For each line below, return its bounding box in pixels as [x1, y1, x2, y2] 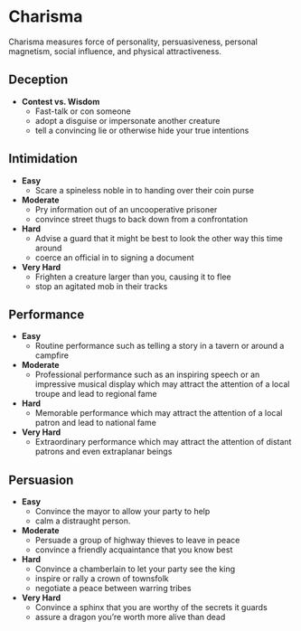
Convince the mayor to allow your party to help [34, 506, 211, 517]
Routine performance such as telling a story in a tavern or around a [34, 341, 285, 352]
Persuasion [8, 472, 74, 487]
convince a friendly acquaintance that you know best [34, 544, 233, 555]
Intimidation [8, 151, 78, 166]
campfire [34, 350, 70, 361]
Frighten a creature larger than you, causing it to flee [34, 271, 231, 282]
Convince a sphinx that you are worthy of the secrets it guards [34, 602, 268, 613]
